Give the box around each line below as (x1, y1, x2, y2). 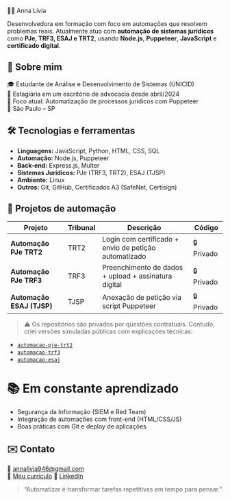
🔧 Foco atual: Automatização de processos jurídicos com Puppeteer (7, 97, 199, 105)
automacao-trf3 (16, 349, 61, 356)
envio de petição (102, 243, 156, 253)
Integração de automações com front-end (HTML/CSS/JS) (16, 415, 182, 424)
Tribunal (67, 223, 96, 233)
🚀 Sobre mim (7, 62, 63, 73)
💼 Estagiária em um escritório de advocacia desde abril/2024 (7, 90, 180, 98)
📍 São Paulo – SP (7, 104, 55, 112)
